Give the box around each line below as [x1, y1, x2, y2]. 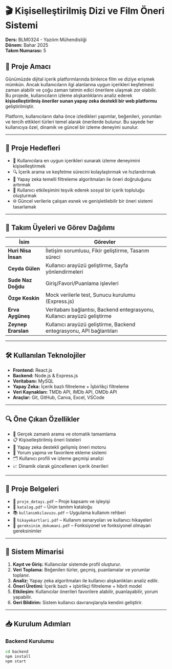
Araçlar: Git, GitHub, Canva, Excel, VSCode [12, 394, 105, 400]
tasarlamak [12, 203, 37, 209]
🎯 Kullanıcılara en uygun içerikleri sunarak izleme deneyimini [12, 157, 140, 163]
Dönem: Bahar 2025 [5, 42, 49, 48]
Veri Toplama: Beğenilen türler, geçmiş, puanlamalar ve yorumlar [12, 566, 150, 572]
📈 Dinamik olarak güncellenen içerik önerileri [12, 463, 109, 469]
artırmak [12, 181, 31, 187]
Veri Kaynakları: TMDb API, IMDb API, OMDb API [12, 389, 117, 395]
